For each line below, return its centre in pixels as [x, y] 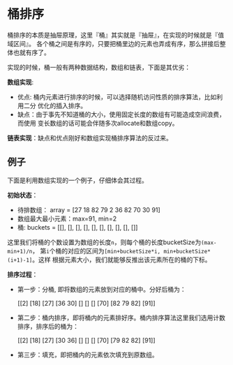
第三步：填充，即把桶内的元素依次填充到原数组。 [88, 355]
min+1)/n [20, 251]
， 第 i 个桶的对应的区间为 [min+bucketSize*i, [97, 251]
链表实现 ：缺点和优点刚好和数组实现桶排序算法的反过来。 [90, 137]
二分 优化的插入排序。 [55, 105]
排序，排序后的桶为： [48, 326]
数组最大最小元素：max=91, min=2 [67, 218]
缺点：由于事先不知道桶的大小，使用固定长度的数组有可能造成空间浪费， [121, 114]
